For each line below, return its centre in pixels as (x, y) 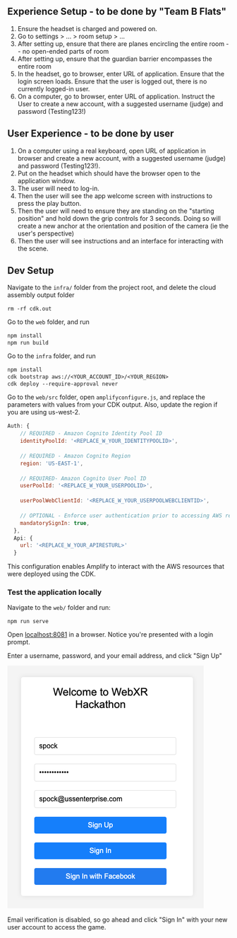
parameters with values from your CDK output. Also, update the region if (113, 405)
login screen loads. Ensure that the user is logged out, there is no (112, 81)
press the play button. (49, 203)
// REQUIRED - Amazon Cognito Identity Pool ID (91, 434)
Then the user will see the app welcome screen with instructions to (115, 196)
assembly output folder (41, 295)
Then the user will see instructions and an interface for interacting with (120, 241)
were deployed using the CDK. (52, 574)
